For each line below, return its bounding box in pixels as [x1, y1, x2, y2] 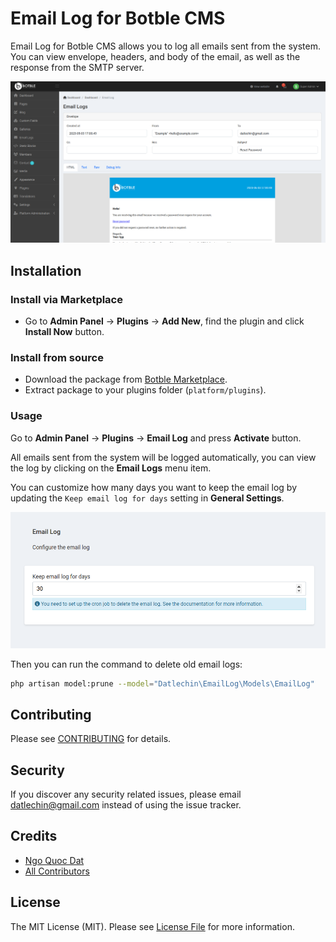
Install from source [10, 350, 104, 364]
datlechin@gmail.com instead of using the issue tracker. [10, 799, 242, 811]
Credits [10, 828, 58, 845]
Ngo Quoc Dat [24, 854, 85, 866]
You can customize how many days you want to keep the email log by [10, 481, 297, 493]
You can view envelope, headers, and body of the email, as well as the [10, 50, 301, 62]
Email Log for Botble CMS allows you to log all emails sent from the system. [10, 40, 321, 52]
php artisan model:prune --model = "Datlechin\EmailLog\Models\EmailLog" [10, 678, 315, 689]
